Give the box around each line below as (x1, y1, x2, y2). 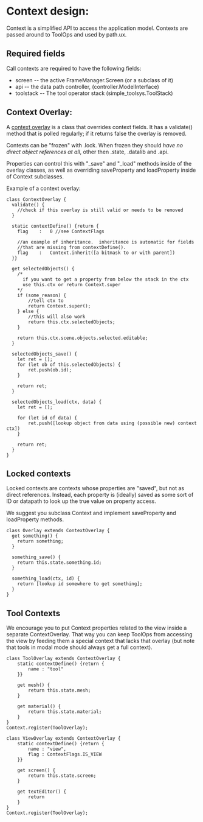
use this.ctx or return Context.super (22, 281, 121, 287)
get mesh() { (17, 682, 50, 689)
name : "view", (28, 746, 67, 753)
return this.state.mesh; (28, 687, 91, 694)
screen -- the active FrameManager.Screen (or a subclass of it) (15, 76, 173, 83)
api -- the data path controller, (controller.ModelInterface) (15, 83, 159, 90)
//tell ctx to (28, 297, 64, 304)
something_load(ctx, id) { (12, 575, 80, 582)
